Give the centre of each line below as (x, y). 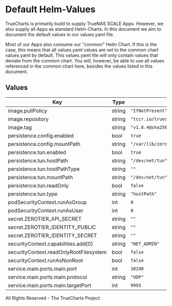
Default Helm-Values (50, 9)
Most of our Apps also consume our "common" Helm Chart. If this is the (81, 44)
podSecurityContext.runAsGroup (47, 202)
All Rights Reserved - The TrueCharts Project (53, 298)
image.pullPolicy (28, 111)
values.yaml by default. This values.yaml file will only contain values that (82, 55)
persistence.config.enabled (41, 136)
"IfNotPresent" (149, 111)
